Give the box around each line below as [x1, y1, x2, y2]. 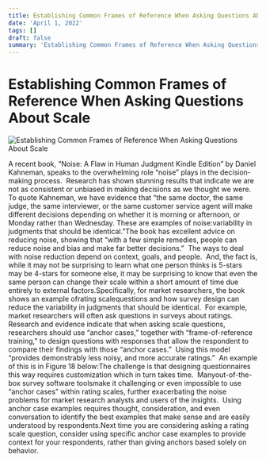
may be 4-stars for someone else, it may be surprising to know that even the [8, 269, 258, 279]
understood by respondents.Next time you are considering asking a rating [8, 421, 249, 430]
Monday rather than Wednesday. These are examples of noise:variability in [8, 218, 253, 228]
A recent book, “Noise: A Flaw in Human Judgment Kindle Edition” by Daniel [8, 160, 256, 169]
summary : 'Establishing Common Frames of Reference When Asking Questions [8, 41, 260, 49]
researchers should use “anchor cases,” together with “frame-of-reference [8, 328, 253, 337]
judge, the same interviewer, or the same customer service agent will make [8, 202, 253, 211]
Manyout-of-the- [196, 370, 253, 379]
